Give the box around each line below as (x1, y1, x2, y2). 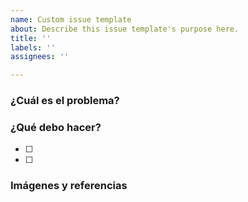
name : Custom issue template (10, 14, 132, 25)
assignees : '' (10, 52, 70, 62)
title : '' (10, 33, 52, 43)
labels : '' (10, 42, 56, 53)
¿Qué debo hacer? (10, 120, 102, 134)
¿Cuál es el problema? (10, 94, 120, 108)
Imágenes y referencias (10, 179, 128, 193)
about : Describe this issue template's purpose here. (10, 24, 240, 34)
